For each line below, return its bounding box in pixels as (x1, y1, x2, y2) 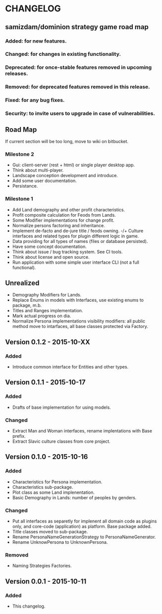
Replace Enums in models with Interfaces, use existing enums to (12, 297, 144, 303)
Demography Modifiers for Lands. (12, 292, 82, 298)
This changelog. (12, 603, 46, 609)
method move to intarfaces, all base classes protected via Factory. (12, 324, 149, 330)
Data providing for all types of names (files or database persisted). (12, 238, 148, 244)
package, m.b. (12, 302, 42, 308)
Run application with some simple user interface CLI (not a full (12, 259, 140, 265)
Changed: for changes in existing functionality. (5, 50, 121, 57)
